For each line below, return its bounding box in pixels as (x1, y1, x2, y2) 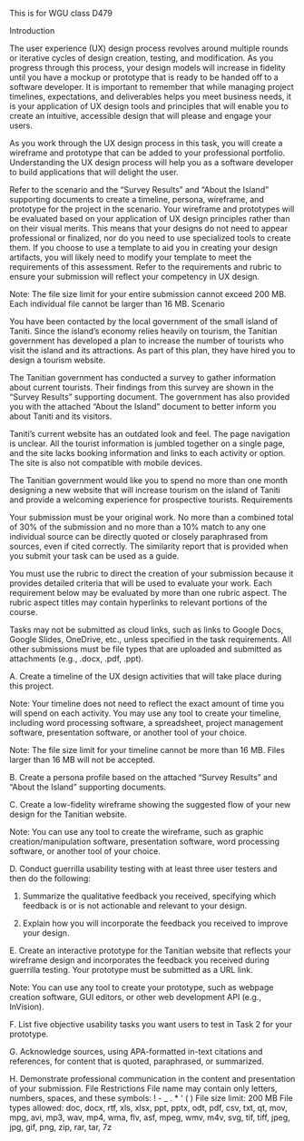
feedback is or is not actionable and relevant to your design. (22, 900, 248, 911)
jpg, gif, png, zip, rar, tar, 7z (9, 1122, 112, 1132)
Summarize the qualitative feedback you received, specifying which (22, 890, 277, 901)
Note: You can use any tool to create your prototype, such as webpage (9, 982, 274, 993)
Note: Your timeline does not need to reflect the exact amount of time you (9, 699, 284, 709)
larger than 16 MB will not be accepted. (9, 754, 156, 765)
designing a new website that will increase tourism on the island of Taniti (9, 485, 281, 495)
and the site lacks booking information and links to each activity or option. (9, 448, 286, 458)
